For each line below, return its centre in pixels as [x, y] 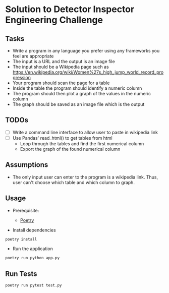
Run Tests [21, 274]
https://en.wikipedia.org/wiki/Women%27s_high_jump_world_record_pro [88, 72]
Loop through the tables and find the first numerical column [82, 143]
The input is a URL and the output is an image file [64, 61]
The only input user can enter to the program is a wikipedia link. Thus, [85, 177]
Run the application [33, 249]
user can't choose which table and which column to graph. [74, 182]
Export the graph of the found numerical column [70, 149]
